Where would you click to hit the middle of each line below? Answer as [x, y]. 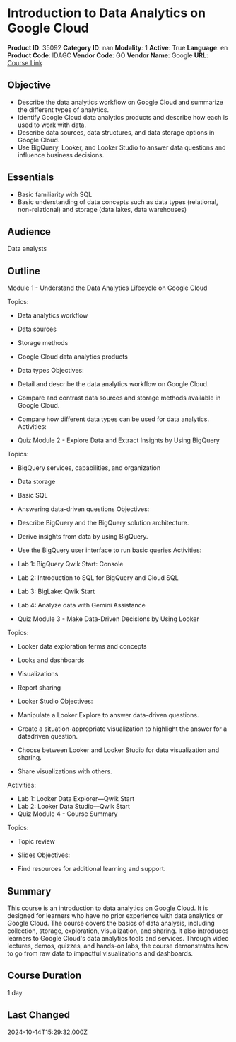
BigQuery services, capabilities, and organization [89, 468]
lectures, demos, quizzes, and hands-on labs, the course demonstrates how [118, 946]
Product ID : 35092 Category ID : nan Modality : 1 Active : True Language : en [118, 47]
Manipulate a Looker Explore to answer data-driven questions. [108, 715]
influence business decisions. [61, 155]
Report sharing [39, 688]
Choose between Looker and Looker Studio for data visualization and [118, 750]
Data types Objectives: [51, 371]
